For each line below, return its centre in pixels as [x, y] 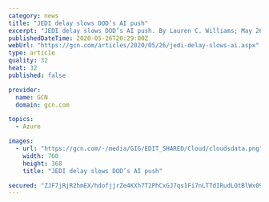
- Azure [28, 127]
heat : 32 [23, 68]
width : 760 [41, 156]
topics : [21, 119]
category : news [34, 16]
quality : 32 [28, 61]
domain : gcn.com [42, 105]
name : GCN [32, 97]
